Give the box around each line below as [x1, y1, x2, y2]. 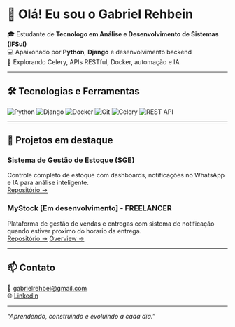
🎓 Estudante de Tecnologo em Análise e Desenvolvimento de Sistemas [7, 29, 219, 38]
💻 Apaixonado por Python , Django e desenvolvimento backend [7, 48, 192, 56]
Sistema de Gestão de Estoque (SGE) [7, 155, 135, 165]
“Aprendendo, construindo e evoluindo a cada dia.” [7, 312, 156, 320]
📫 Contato [7, 262, 56, 274]
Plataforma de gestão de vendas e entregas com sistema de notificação [7, 219, 215, 228]
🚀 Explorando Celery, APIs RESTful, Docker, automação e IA [7, 57, 180, 66]
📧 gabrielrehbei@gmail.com [7, 284, 87, 292]
